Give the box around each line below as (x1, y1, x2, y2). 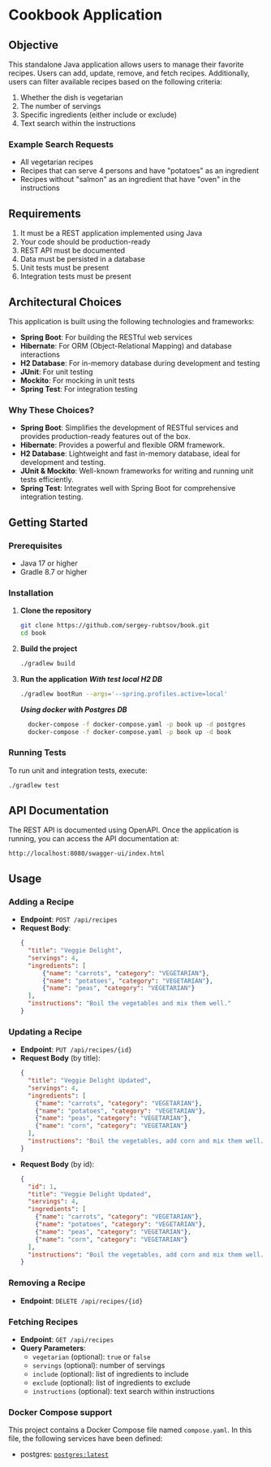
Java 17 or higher (19, 558, 79, 568)
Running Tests (8, 747, 67, 758)
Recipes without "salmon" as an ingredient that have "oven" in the (19, 175, 241, 184)
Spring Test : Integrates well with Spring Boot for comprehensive (19, 484, 236, 493)
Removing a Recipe (8, 1278, 86, 1289)
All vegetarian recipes (19, 157, 93, 167)
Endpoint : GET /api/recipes (19, 1335, 114, 1344)
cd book (19, 629, 46, 637)
